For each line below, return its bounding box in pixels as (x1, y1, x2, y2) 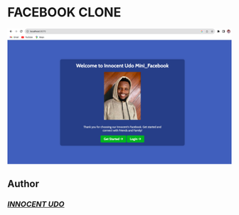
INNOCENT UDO (7, 199, 65, 209)
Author (7, 177, 39, 189)
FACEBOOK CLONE (7, 4, 122, 21)
